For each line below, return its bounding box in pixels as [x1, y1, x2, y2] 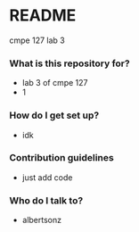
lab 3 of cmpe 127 [21, 78, 88, 88]
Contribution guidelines [9, 152, 114, 164]
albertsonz [21, 215, 62, 226]
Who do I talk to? [9, 194, 84, 206]
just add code [21, 171, 73, 183]
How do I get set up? [9, 109, 100, 121]
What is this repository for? [9, 57, 131, 70]
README [9, 5, 77, 26]
